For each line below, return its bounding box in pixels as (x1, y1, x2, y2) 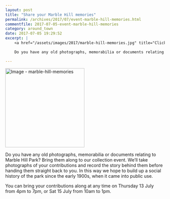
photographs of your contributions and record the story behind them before (5, 162, 163, 168)
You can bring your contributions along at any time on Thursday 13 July (5, 183, 154, 189)
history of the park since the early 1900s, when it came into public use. (5, 173, 153, 179)
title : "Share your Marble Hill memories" (5, 12, 96, 17)
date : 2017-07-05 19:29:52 (5, 31, 62, 36)
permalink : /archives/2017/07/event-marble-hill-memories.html (5, 17, 142, 22)
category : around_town (5, 26, 53, 31)
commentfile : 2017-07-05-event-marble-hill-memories (5, 21, 119, 27)
